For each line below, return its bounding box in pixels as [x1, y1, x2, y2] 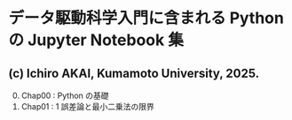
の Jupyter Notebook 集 [8, 30, 184, 50]
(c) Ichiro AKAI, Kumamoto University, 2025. [8, 65, 259, 80]
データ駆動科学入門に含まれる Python [8, 8, 285, 28]
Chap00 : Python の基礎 [20, 90, 109, 101]
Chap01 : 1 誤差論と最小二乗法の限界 [20, 101, 154, 111]
